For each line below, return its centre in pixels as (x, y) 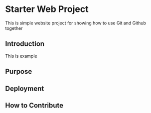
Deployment (25, 88)
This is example (21, 56)
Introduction (25, 44)
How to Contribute (34, 105)
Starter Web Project (47, 9)
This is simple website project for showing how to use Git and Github (75, 23)
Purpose (19, 71)
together (14, 28)
